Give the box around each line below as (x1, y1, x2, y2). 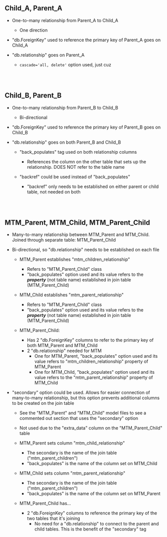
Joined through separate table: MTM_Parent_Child (12, 237, 116, 243)
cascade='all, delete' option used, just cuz (19, 61, 111, 67)
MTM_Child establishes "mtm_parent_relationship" (19, 292, 124, 298)
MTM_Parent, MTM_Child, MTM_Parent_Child (5, 219, 150, 227)
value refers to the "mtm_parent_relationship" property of (34, 374, 153, 381)
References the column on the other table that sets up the (27, 158, 146, 165)
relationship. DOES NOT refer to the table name (27, 164, 125, 170)
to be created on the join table (12, 400, 75, 406)
